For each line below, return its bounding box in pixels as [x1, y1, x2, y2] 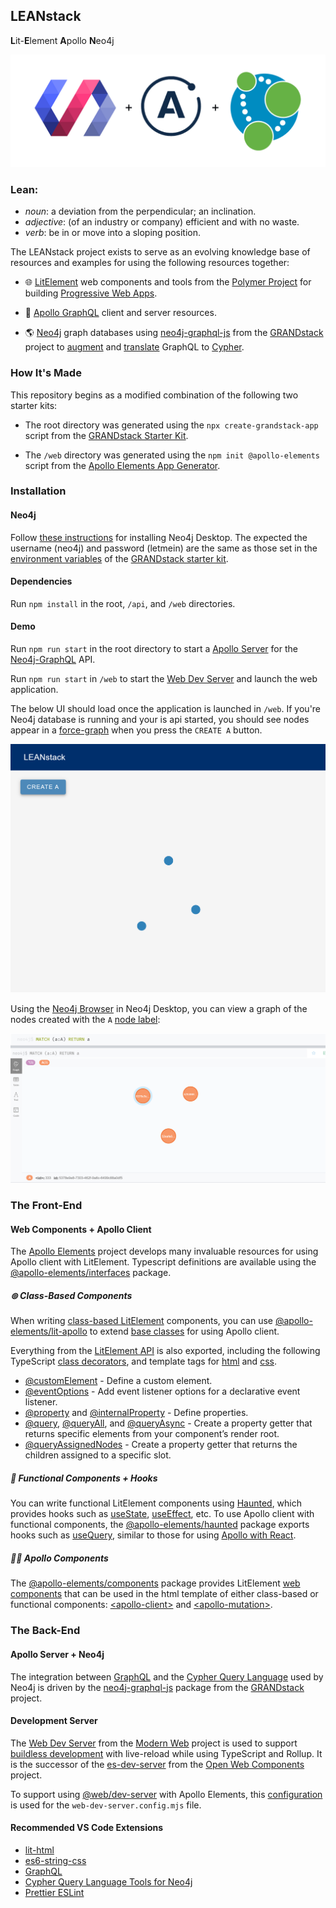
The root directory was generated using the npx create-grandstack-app [24, 419, 319, 431]
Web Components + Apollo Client [10, 1223, 152, 1235]
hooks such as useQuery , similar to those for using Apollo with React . [10, 1529, 297, 1541]
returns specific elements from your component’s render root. [24, 1428, 280, 1440]
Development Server [10, 1715, 98, 1727]
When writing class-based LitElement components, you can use [10, 1315, 274, 1327]
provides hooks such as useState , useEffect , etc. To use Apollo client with [10, 1508, 315, 1520]
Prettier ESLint [24, 1886, 85, 1898]
